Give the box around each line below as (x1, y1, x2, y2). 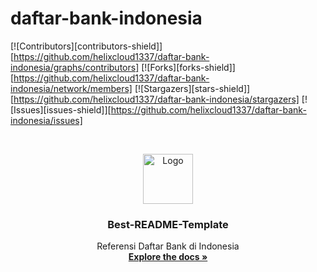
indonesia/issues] (10, 114, 83, 126)
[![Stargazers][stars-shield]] (134, 82, 251, 94)
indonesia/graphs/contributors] (10, 61, 140, 73)
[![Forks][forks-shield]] (141, 61, 236, 73)
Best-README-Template (107, 217, 229, 231)
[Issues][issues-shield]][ (10, 103, 112, 116)
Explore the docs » (128, 251, 208, 263)
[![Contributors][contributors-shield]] (10, 40, 163, 52)
